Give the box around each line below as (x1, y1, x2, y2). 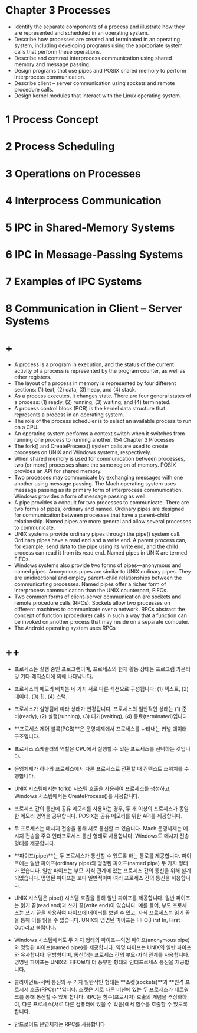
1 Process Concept (5, 113, 99, 126)
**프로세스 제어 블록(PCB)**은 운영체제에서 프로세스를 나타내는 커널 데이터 (14, 725, 187, 732)
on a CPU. (14, 423, 39, 431)
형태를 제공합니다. (14, 840, 55, 847)
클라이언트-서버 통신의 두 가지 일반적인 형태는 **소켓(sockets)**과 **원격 (14, 979, 184, 986)
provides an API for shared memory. (14, 468, 102, 475)
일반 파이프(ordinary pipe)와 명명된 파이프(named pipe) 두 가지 (29, 860, 178, 867)
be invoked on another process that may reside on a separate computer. (14, 618, 190, 625)
